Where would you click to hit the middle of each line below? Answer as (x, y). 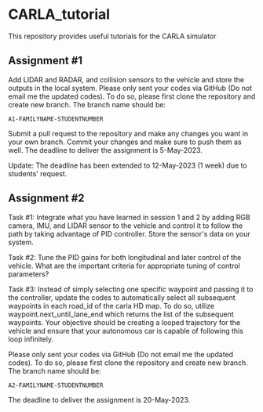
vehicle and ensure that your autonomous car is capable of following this (126, 331)
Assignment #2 (46, 199)
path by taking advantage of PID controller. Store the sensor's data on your (130, 233)
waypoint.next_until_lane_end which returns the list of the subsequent (121, 314)
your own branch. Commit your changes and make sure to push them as (125, 142)
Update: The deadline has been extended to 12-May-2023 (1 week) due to (128, 165)
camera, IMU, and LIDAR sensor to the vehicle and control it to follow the (126, 226)
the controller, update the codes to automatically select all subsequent (122, 297)
